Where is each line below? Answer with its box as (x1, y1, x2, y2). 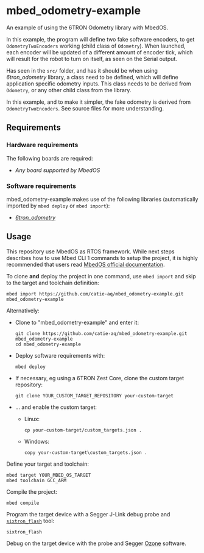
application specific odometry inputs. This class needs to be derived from (6, 80, 191, 87)
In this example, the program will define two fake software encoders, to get (6, 35, 195, 43)
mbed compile (6, 500, 40, 506)
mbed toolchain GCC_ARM (6, 477, 67, 483)
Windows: (24, 438, 50, 445)
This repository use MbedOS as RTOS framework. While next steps (6, 248, 175, 255)
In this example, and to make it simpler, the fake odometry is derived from (6, 98, 191, 106)
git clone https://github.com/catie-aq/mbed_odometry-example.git (15, 330, 188, 336)
